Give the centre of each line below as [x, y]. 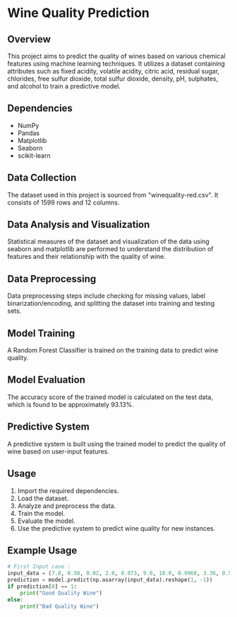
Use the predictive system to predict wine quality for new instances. [116, 528]
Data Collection [42, 178]
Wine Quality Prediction [79, 13]
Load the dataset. [43, 498]
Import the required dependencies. [68, 490]
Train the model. [41, 513]
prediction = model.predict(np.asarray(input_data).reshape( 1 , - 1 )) [110, 580]
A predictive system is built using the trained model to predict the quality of [116, 444]
